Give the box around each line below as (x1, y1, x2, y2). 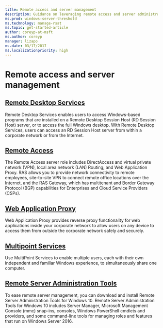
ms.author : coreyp (5, 35, 42, 39)
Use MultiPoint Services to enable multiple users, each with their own (5, 254, 144, 261)
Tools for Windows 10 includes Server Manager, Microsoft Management (5, 303, 148, 309)
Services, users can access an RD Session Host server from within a (5, 127, 142, 133)
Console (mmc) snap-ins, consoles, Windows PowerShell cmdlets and (5, 308, 146, 313)
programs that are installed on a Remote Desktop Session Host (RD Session (5, 116, 156, 122)
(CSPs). (5, 191, 20, 196)
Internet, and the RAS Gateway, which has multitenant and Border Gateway (5, 180, 155, 186)
